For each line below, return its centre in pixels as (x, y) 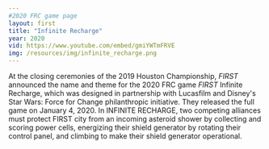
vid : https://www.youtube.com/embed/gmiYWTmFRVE (92, 46)
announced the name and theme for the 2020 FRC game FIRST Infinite (126, 85)
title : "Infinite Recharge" (56, 31)
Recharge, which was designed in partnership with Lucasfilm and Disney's (132, 93)
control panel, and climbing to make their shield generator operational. (125, 136)
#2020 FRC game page (43, 16)
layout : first (32, 23)
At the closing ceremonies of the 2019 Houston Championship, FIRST (123, 76)
